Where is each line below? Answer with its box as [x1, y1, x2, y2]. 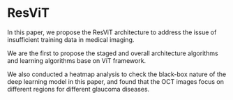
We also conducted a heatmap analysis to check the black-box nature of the [7, 70, 227, 78]
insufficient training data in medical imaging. [7, 35, 135, 43]
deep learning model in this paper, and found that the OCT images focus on [7, 77, 225, 85]
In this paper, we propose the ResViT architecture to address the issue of [7, 28, 217, 36]
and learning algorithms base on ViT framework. [7, 56, 146, 64]
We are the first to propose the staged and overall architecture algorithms [7, 49, 218, 57]
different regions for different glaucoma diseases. [7, 85, 150, 93]
